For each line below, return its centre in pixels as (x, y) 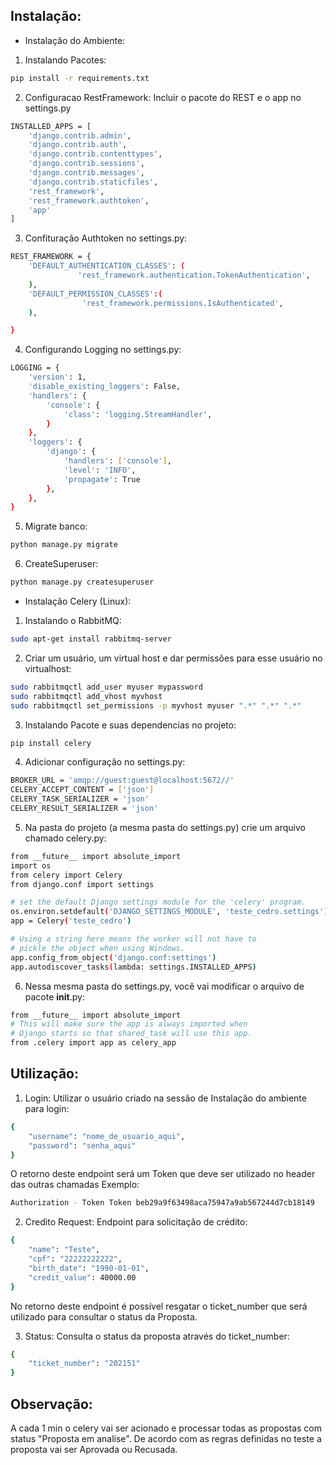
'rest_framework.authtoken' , (89, 200)
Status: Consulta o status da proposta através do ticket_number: (157, 1336)
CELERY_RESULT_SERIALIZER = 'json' (84, 809)
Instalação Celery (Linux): (78, 601)
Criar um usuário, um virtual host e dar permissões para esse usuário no (173, 658)
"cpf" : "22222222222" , (75, 1259)
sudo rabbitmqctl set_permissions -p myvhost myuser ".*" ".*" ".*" (156, 705)
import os (31, 865)
